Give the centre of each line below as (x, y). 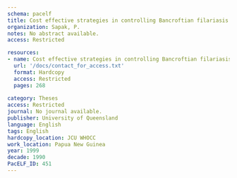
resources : (23, 53)
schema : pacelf (30, 14)
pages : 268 (30, 85)
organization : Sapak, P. (44, 27)
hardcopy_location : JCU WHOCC (52, 138)
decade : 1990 (26, 158)
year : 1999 (23, 151)
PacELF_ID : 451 (30, 164)
